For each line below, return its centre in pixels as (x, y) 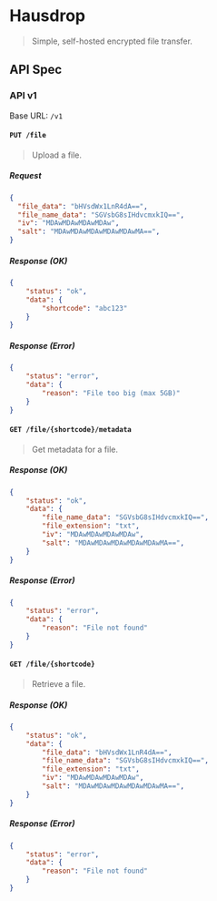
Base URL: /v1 (36, 116)
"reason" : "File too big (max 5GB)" (111, 393)
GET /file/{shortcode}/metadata (70, 430)
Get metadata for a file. (75, 449)
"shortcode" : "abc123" (85, 308)
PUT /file (28, 136)
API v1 (24, 96)
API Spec (36, 70)
